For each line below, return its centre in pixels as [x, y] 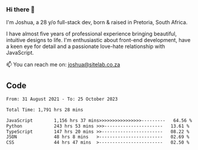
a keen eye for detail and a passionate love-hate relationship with [86, 46]
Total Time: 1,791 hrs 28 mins [45, 110]
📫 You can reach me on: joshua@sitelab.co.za [63, 65]
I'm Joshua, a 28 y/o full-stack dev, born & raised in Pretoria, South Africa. [97, 23]
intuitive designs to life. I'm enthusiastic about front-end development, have [98, 40]
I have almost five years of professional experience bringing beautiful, [92, 34]
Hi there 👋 [21, 9]
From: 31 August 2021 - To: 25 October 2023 [62, 99]
